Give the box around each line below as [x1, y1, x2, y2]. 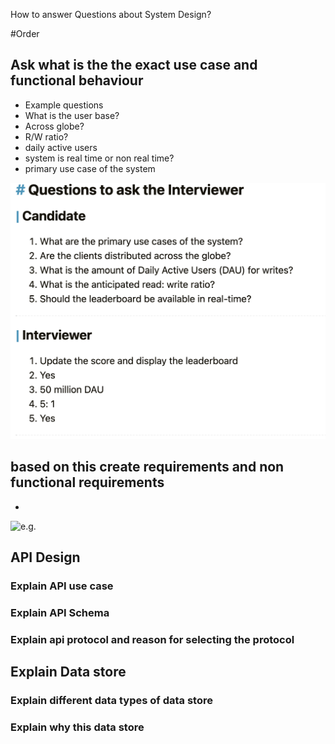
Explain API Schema [10, 605, 110, 619]
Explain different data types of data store [10, 694, 213, 708]
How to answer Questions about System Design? [10, 9, 212, 20]
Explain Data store [10, 664, 127, 681]
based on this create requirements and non [10, 459, 285, 476]
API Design [10, 549, 81, 566]
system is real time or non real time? [24, 152, 175, 164]
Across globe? [24, 120, 85, 132]
